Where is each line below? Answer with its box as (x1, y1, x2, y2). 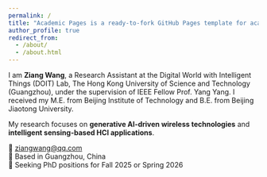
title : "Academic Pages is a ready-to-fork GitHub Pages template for (8, 19, 247, 27)
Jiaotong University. (8, 104, 74, 114)
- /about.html (15, 48, 62, 56)
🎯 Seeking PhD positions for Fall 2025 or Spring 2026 (8, 160, 184, 169)
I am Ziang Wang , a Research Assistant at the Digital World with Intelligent (8, 71, 252, 79)
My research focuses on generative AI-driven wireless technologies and (8, 120, 250, 129)
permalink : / (8, 11, 52, 20)
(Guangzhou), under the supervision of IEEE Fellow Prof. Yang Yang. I (8, 87, 235, 96)
